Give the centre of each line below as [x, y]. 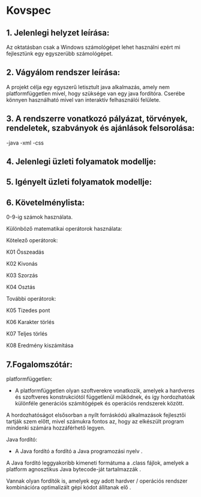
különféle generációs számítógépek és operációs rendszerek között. [99, 404]
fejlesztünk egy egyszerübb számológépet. [60, 54]
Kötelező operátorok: [32, 240]
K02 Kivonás [22, 264]
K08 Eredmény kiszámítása [40, 345]
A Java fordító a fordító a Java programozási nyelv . [79, 451]
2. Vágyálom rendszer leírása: [63, 73]
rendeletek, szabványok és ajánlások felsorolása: [100, 128]
